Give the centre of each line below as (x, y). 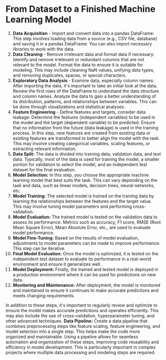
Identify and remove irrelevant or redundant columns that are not (78, 59)
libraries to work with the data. (44, 49)
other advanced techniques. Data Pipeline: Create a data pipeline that (77, 321)
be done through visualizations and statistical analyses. (69, 107)
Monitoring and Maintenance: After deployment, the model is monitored (86, 285)
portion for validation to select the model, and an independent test (80, 164)
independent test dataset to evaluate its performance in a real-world (82, 259)
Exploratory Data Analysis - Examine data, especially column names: (83, 80)
